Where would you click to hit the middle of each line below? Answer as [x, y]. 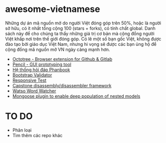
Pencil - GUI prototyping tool [42, 64]
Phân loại [22, 130]
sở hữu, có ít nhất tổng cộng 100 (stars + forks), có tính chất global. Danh [81, 28]
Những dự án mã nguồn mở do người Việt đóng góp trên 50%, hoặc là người [83, 23]
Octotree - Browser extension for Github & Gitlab [62, 59]
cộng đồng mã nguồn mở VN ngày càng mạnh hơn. [58, 49]
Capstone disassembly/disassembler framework [62, 85]
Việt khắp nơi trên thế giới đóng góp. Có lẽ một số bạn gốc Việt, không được [83, 39]
